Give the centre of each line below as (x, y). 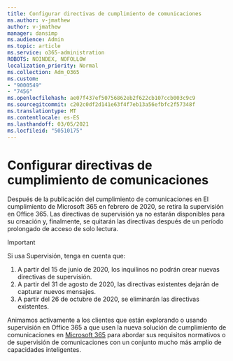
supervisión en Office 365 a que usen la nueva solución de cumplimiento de (117, 327)
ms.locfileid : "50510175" (45, 131)
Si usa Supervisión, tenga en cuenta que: (66, 256)
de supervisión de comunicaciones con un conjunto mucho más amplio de (114, 342)
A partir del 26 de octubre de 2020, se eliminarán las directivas (108, 299)
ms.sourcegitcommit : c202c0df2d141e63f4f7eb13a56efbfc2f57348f (101, 105)
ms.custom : (23, 79)
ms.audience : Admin (36, 40)
